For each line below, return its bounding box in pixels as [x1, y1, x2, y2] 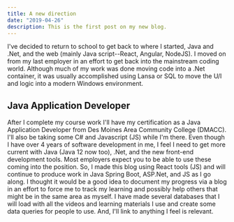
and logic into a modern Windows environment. [7, 80, 144, 88]
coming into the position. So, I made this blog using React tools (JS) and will [7, 163, 226, 171]
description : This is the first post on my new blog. [7, 23, 168, 30]
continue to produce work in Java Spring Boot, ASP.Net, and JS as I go [7, 170, 212, 179]
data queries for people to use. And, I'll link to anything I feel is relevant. [7, 207, 214, 216]
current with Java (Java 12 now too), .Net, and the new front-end [7, 148, 194, 156]
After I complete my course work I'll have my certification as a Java [7, 118, 201, 126]
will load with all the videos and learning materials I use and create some [7, 200, 217, 208]
